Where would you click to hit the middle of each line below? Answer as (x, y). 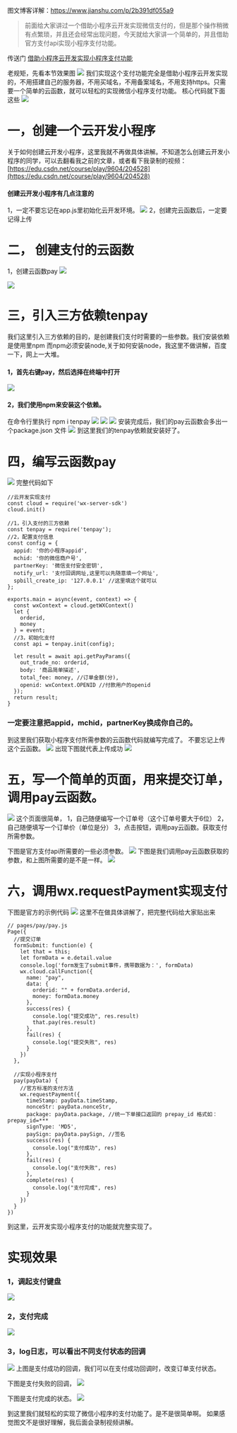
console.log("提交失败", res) (75, 1042)
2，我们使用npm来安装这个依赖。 (56, 405)
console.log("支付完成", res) (75, 1188)
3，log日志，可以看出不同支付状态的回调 (77, 1352)
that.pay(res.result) (65, 1022)
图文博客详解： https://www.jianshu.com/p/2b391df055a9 (91, 10)
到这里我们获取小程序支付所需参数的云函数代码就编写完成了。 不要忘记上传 (116, 739)
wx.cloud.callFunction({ (56, 971)
